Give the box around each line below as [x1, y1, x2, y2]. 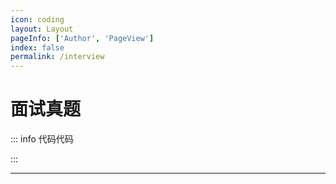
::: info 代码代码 [10, 133, 74, 145]
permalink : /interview [10, 52, 105, 62]
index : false [10, 42, 65, 53]
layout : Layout [10, 24, 74, 34]
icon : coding [10, 14, 65, 25]
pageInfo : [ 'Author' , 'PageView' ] [10, 33, 155, 43]
